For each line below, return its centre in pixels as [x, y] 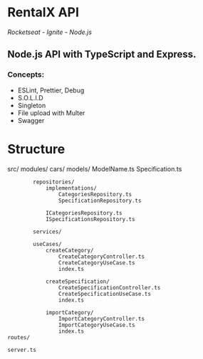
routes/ [19, 337]
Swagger [31, 120]
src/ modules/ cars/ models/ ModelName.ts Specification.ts [95, 168]
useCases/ [47, 244]
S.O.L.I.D [31, 97]
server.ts [22, 350]
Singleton [32, 105]
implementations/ [71, 188]
